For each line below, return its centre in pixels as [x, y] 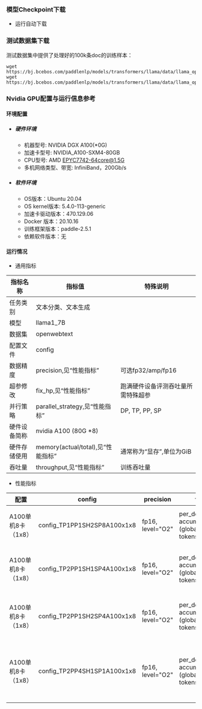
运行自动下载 [31, 24]
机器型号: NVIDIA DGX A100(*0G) [66, 145]
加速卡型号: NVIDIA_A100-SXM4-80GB [72, 153]
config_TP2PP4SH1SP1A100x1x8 [87, 671]
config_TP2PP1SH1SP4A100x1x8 [87, 569]
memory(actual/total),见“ [71, 447]
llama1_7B [51, 323]
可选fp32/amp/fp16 [148, 370]
